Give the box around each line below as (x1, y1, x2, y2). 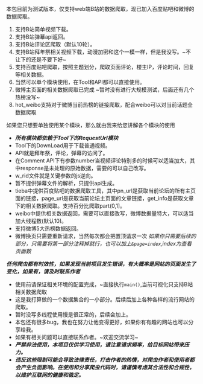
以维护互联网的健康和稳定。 (14, 371, 84, 379)
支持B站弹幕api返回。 (14, 33, 69, 40)
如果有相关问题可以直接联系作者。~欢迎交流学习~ (14, 334, 139, 341)
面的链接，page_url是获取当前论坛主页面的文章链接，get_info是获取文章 (14, 195, 194, 202)
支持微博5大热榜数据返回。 (14, 225, 83, 232)
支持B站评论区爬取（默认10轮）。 (14, 41, 96, 48)
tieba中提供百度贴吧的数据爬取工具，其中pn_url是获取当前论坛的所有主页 (14, 187, 196, 194)
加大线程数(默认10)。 (14, 217, 67, 225)
